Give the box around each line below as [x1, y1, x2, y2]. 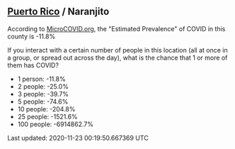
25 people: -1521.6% [17, 112, 78, 121]
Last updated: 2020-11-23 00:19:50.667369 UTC [7, 133, 149, 142]
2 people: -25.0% [17, 82, 69, 91]
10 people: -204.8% [17, 104, 76, 113]
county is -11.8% [7, 32, 56, 40]
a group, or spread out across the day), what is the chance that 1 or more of [7, 53, 228, 62]
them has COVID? [7, 60, 59, 70]
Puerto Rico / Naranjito [7, 6, 110, 18]
